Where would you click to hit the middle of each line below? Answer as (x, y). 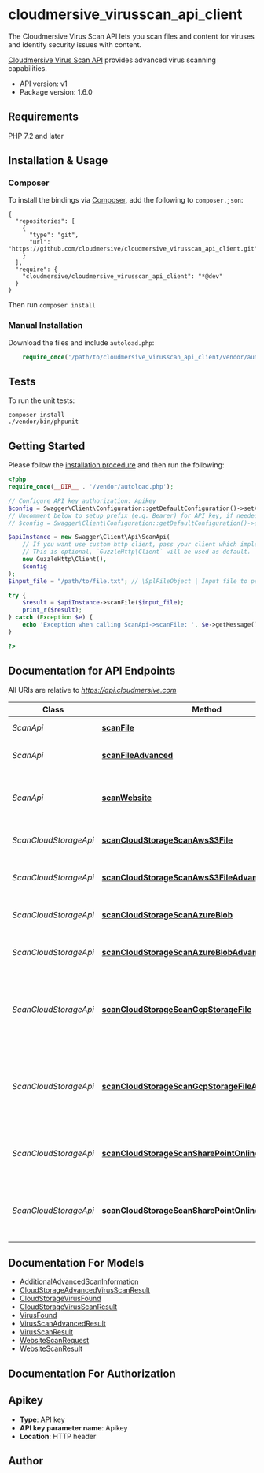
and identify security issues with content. (75, 44)
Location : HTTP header (58, 1436)
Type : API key (42, 1419)
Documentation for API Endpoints (92, 671)
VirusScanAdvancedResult (62, 1324)
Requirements (43, 117)
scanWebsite (126, 798)
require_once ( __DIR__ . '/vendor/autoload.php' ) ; (91, 487)
